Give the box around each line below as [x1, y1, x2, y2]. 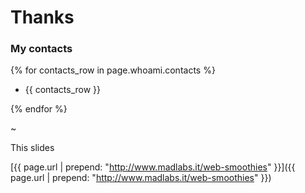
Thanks [10, 6, 75, 29]
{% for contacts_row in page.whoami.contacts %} [10, 64, 216, 76]
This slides [10, 142, 55, 154]
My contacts [10, 42, 73, 56]
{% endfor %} [10, 103, 68, 115]
